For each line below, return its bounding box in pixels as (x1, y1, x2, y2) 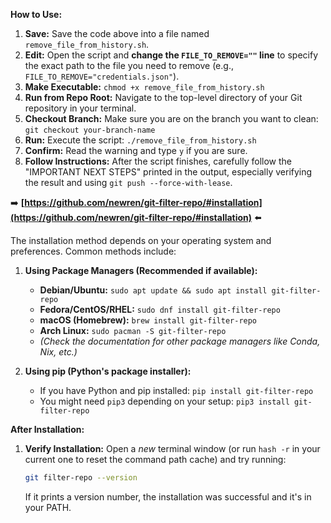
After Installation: (10, 424, 85, 435)
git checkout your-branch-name (24, 125, 156, 135)
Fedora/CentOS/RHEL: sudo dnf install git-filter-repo (39, 304, 281, 315)
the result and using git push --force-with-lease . (24, 177, 233, 188)
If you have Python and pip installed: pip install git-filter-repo (39, 385, 314, 396)
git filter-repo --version (24, 473, 138, 483)
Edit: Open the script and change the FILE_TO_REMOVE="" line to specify (24, 49, 318, 61)
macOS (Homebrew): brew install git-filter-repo (39, 314, 258, 326)
